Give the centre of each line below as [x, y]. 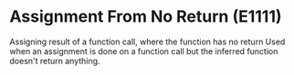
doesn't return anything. [55, 61]
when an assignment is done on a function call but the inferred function [144, 51]
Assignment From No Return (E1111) [146, 17]
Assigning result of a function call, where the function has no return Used [147, 42]
